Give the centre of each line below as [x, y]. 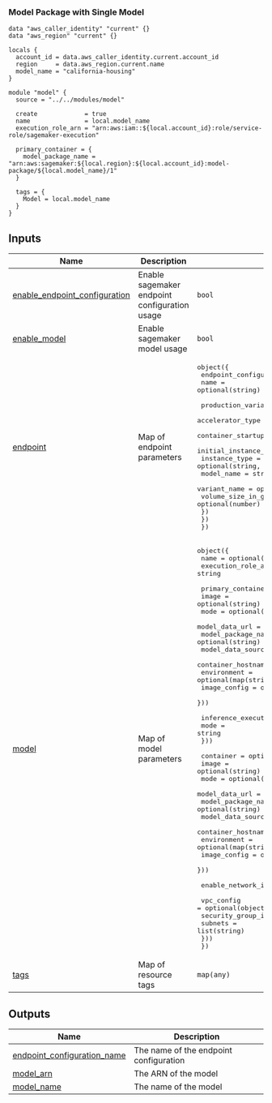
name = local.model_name [83, 121]
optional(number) [229, 504]
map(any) [214, 975]
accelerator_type [229, 421]
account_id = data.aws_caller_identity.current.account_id [117, 58]
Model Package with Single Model [76, 12]
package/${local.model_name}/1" [63, 171]
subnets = [219, 923]
